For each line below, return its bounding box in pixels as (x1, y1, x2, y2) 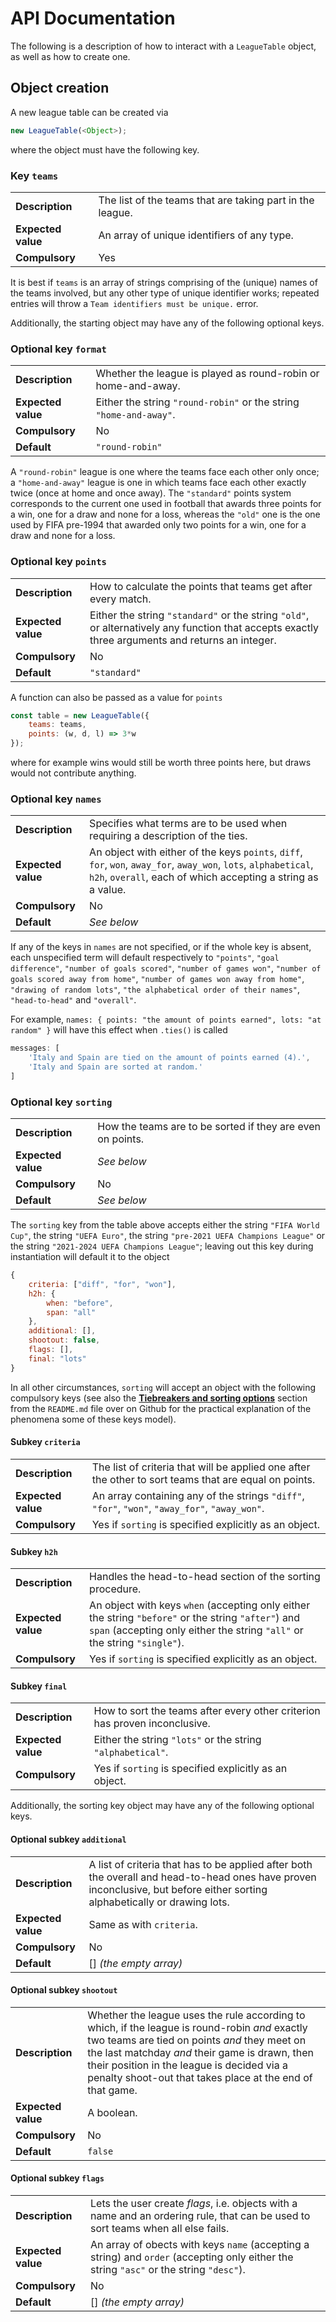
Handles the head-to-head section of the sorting (89, 1570, 321, 1584)
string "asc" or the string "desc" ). (90, 2262, 246, 2276)
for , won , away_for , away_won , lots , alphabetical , (89, 858, 314, 872)
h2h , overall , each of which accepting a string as (89, 870, 319, 884)
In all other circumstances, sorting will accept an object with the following (10, 1381, 317, 1393)
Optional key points (10, 555, 107, 569)
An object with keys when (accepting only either (89, 1598, 311, 1612)
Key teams (10, 168, 59, 182)
